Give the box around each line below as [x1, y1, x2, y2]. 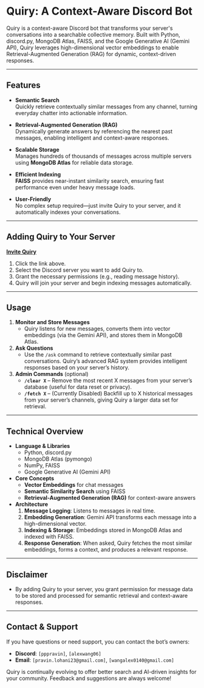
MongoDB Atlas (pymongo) [24, 455, 92, 463]
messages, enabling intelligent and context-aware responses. [15, 134, 169, 141]
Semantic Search [15, 96, 59, 104]
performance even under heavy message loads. [15, 183, 135, 191]
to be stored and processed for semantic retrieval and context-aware [15, 592, 188, 599]
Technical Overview [6, 426, 84, 436]
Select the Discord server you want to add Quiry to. [15, 266, 144, 274]
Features [6, 80, 41, 91]
